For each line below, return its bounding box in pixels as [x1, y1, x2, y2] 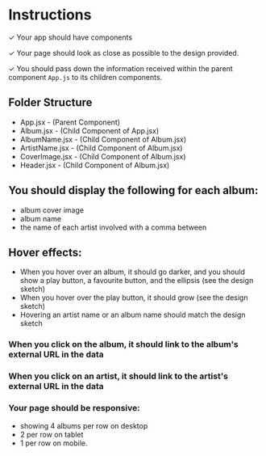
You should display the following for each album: [8, 184, 259, 197]
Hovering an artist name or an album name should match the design [19, 310, 246, 320]
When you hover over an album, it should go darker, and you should [19, 267, 246, 277]
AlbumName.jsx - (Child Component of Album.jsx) [19, 134, 187, 144]
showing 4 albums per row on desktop [19, 420, 148, 430]
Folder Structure [8, 95, 93, 110]
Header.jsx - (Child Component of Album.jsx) [19, 160, 170, 170]
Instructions [8, 6, 92, 24]
